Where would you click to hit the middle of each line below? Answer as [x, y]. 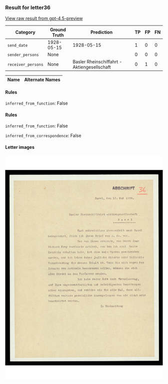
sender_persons [23, 55]
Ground [58, 30]
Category [25, 32]
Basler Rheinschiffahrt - [97, 61]
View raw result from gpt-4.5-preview [44, 19]
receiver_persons [25, 65]
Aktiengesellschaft [92, 67]
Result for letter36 [28, 8]
